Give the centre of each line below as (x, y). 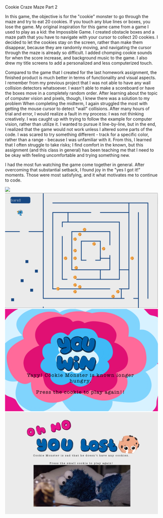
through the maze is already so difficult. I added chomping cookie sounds (79, 53)
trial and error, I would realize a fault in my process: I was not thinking (74, 114)
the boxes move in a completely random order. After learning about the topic (81, 93)
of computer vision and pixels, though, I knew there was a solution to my (77, 98)
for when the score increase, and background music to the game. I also (76, 58)
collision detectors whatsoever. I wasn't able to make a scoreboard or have (80, 88)
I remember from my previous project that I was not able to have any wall (78, 83)
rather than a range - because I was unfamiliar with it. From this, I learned (78, 140)
